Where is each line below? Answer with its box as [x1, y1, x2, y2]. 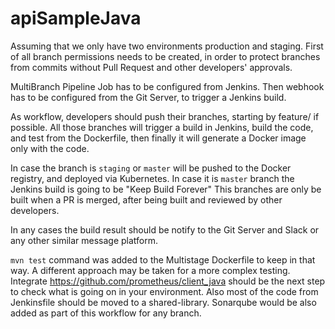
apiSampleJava [10, 7, 142, 30]
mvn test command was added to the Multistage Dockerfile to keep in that [10, 253, 316, 266]
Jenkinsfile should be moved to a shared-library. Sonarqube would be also [10, 296, 317, 308]
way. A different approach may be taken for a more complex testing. [10, 264, 291, 276]
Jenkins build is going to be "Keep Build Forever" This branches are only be [10, 183, 322, 195]
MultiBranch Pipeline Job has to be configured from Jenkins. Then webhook [10, 80, 325, 92]
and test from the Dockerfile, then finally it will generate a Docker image [10, 132, 307, 144]
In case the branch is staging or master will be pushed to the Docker [10, 162, 292, 174]
